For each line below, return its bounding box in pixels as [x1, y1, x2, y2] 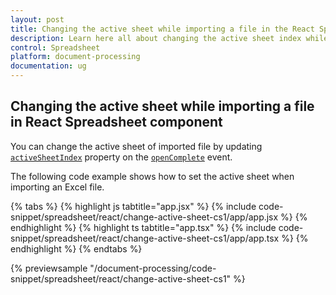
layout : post [10, 14, 65, 25]
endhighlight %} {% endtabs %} [10, 242, 143, 255]
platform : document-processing [10, 52, 141, 62]
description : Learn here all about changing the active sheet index [10, 33, 302, 43]
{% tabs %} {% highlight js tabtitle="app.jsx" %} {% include [10, 200, 257, 212]
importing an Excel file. [10, 181, 105, 193]
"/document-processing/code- [89, 262, 217, 274]
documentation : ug [10, 61, 87, 71]
